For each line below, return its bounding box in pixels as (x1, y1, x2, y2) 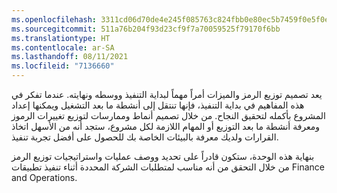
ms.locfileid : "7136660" (11, 61, 115, 71)
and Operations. (11, 172, 78, 183)
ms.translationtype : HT (11, 33, 111, 43)
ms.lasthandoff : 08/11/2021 (11, 52, 129, 62)
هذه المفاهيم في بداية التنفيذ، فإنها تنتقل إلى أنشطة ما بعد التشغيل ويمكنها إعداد (11, 99, 305, 111)
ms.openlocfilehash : (11, 14, 98, 25)
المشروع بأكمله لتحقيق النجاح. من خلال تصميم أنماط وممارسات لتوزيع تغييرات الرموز (11, 110, 326, 121)
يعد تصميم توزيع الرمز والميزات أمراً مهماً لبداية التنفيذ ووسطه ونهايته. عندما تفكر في (11, 89, 323, 100)
